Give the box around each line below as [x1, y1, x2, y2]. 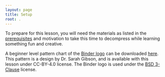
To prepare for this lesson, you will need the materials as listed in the [5, 30, 146, 36]
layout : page [5, 7, 32, 12]
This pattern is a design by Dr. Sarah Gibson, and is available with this [5, 56, 149, 62]
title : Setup [5, 12, 32, 17]
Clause [5, 66, 20, 72]
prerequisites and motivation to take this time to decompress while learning [5, 35, 160, 41]
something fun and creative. [5, 41, 63, 47]
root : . [5, 16, 21, 21]
